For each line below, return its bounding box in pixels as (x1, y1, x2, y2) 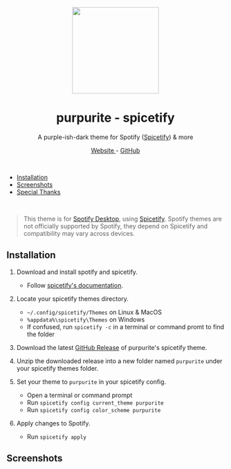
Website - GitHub (91, 146, 140, 154)
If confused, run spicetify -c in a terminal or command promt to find (26, 322, 225, 331)
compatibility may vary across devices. (23, 229, 136, 237)
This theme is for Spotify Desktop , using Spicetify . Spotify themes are (23, 214, 223, 223)
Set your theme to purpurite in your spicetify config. (16, 377, 167, 386)
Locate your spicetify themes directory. (16, 294, 129, 303)
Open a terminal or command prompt (26, 391, 133, 399)
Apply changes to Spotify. (16, 419, 91, 427)
